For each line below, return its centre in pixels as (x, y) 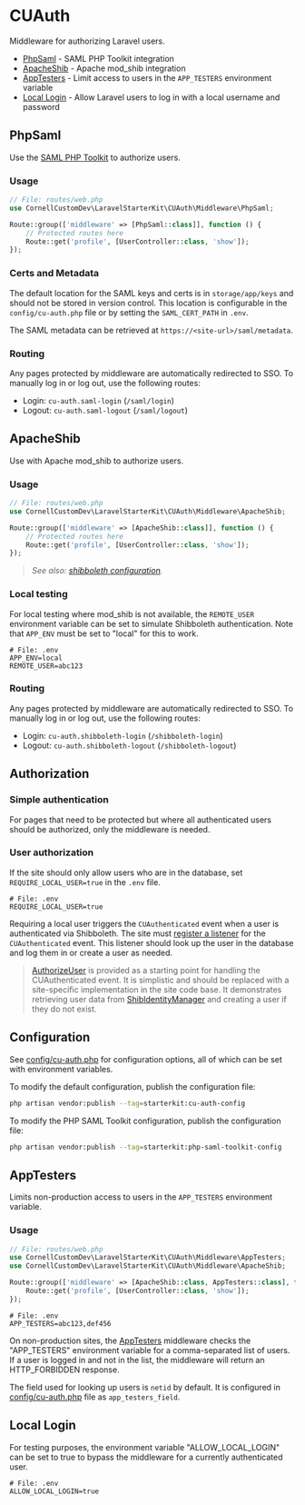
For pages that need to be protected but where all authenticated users (141, 820)
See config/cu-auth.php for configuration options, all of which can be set (146, 1059)
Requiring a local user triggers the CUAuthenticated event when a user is (144, 923)
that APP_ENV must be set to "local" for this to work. (104, 633)
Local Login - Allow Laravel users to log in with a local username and (151, 97)
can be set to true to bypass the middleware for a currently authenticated (146, 1457)
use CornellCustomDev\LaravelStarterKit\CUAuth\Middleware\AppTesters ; (148, 1258)
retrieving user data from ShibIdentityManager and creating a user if (159, 999)
